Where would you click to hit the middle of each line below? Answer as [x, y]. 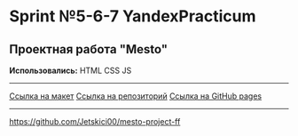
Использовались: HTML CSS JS [71, 70]
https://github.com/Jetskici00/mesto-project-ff [95, 121]
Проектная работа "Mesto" [89, 49]
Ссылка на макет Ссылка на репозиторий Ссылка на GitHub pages [136, 96]
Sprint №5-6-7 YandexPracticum [133, 16]
